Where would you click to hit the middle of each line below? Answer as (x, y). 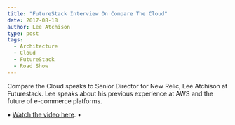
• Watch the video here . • (45, 114)
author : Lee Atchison (39, 27)
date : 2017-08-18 (33, 20)
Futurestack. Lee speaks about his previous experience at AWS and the (110, 93)
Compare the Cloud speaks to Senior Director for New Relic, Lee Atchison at (117, 86)
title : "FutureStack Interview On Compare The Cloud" (88, 14)
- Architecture (36, 46)
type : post (23, 33)
